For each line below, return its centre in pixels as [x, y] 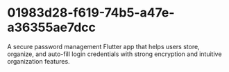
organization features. [39, 61]
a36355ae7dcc [51, 27]
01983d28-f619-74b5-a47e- [91, 13]
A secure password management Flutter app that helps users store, [103, 46]
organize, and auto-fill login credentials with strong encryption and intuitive [114, 54]
